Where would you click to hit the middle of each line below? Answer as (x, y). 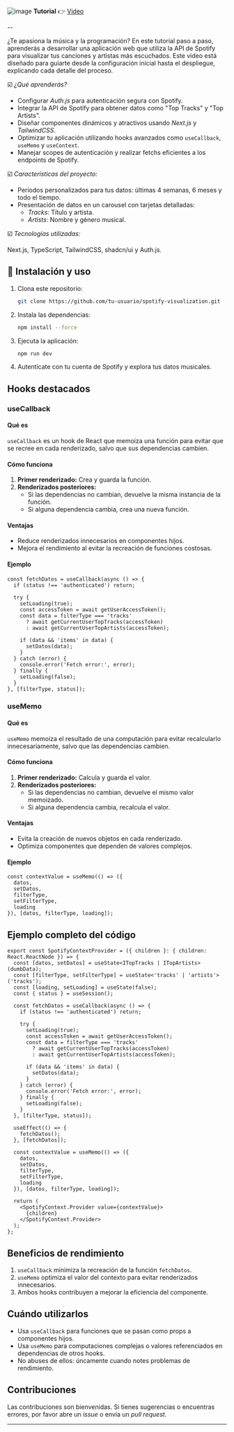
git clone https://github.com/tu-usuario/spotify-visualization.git (119, 301)
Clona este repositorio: (50, 288)
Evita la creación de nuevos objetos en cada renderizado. (100, 839)
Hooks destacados (49, 388)
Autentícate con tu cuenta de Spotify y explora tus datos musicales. (115, 367)
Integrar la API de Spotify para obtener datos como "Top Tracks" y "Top (120, 108)
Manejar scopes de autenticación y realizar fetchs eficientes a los (111, 152)
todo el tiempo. (39, 197)
